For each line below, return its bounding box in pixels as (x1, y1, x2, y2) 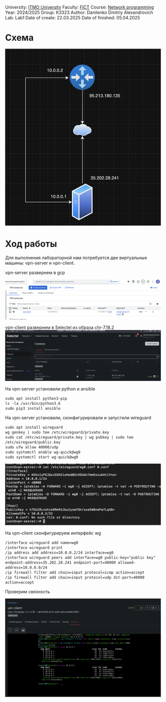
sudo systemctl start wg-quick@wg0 (5, 454, 79, 459)
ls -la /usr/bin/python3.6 (5, 401, 61, 406)
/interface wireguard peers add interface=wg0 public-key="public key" (5, 555, 156, 560)
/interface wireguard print (5, 545, 63, 550)
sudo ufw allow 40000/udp (5, 445, 58, 449)
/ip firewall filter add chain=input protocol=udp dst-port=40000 (5, 575, 145, 580)
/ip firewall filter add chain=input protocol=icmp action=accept (5, 570, 145, 575)
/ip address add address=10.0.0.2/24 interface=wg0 (5, 550, 114, 555)
